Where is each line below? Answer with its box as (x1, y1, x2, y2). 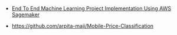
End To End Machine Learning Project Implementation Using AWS (11, 5, 172, 12)
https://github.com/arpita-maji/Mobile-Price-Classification (11, 23, 154, 29)
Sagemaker (11, 11, 40, 18)
